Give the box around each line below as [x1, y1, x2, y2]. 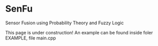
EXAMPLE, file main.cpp [5, 35, 56, 41]
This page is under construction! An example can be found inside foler [5, 29, 153, 35]
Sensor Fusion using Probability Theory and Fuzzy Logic [5, 20, 124, 26]
